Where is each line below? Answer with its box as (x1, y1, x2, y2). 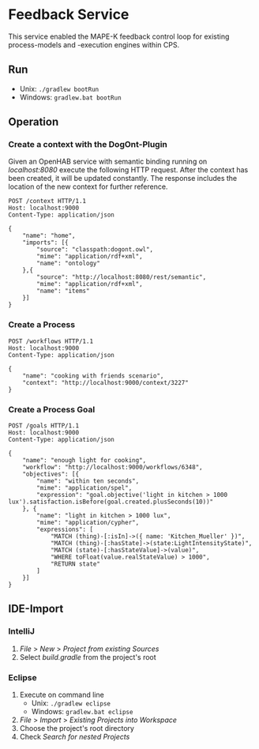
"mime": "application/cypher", (36, 519, 140, 527)
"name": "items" (36, 287, 90, 295)
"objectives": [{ (22, 470, 80, 479)
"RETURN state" (50, 560, 101, 568)
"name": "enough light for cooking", (22, 457, 147, 465)
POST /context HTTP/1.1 (8, 198, 87, 205)
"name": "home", (22, 231, 77, 240)
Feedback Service (8, 6, 129, 24)
